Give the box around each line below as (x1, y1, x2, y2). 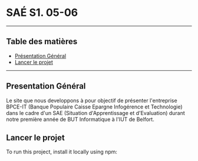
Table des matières (6, 37, 78, 47)
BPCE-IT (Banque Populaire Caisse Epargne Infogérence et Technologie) (6, 103, 183, 110)
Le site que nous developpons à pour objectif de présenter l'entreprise (6, 97, 178, 104)
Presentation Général (6, 81, 86, 91)
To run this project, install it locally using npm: (6, 148, 118, 156)
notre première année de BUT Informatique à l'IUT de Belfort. (6, 116, 154, 123)
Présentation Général (14, 52, 67, 59)
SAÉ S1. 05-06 (6, 6, 78, 19)
